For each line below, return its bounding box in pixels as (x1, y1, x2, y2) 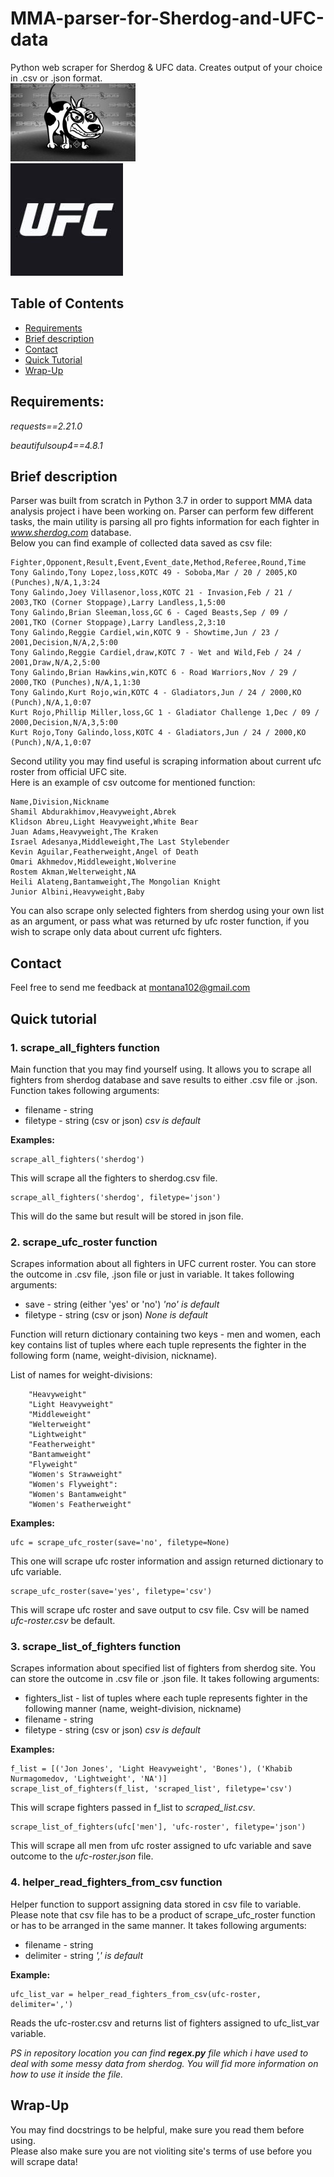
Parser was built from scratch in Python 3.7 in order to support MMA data (10, 495, 313, 507)
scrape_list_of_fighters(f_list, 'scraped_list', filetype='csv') (10, 1784, 293, 1794)
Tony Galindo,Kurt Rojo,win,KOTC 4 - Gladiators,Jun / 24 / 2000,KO (10, 688, 302, 698)
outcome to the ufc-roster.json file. (10, 1850, 154, 1862)
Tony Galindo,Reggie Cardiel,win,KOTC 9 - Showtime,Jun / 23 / (10, 628, 280, 638)
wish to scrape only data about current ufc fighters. (10, 926, 223, 938)
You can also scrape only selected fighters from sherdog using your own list (10, 905, 325, 917)
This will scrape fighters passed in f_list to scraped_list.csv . (10, 1802, 256, 1814)
